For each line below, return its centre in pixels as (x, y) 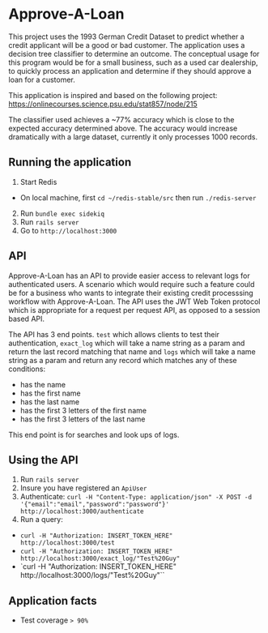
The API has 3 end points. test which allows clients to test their (114, 334)
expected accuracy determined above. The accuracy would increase (123, 128)
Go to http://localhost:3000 (68, 230)
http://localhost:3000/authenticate (82, 511)
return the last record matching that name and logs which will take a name (132, 351)
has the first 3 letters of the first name (83, 410)
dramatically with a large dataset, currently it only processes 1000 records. (133, 137)
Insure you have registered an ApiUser (83, 488)
